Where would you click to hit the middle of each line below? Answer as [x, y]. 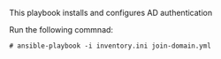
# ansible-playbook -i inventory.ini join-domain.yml [110, 46]
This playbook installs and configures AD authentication [111, 13]
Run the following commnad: [61, 29]
